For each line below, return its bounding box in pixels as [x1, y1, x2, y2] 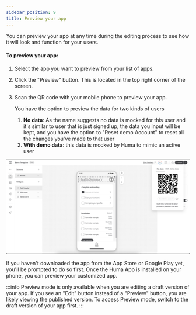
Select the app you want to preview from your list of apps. [14, 65, 154, 72]
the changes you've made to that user [23, 135, 115, 142]
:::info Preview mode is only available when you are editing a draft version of [6, 283, 190, 290]
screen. [14, 82, 33, 89]
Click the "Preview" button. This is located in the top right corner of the [14, 76, 185, 83]
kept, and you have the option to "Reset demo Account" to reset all [23, 129, 184, 136]
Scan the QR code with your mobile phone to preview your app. [14, 94, 167, 101]
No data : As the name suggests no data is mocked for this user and [23, 116, 185, 123]
